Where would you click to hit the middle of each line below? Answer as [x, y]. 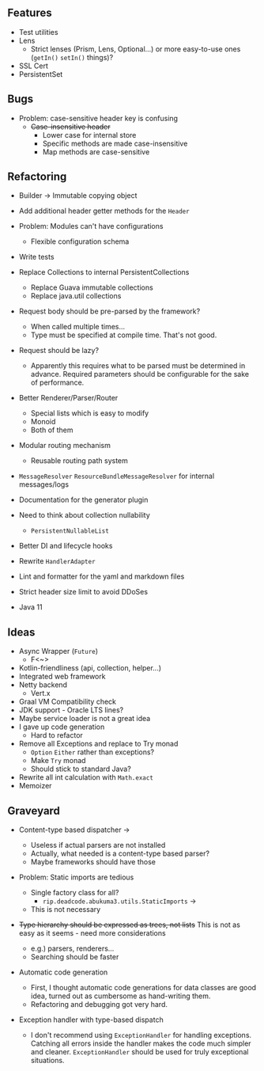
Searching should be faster [75, 957]
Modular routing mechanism [65, 446]
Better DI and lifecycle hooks [66, 546]
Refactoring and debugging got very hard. [99, 1005]
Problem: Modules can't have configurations [91, 226]
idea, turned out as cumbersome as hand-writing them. [121, 996]
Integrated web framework [62, 677]
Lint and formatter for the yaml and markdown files [102, 576]
